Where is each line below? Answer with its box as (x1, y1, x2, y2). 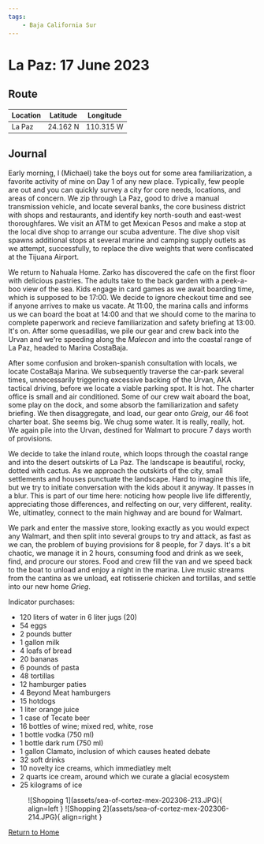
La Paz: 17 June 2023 (8, 56, 150, 74)
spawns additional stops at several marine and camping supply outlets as (8, 235, 247, 245)
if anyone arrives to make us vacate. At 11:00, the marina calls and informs (8, 301, 249, 310)
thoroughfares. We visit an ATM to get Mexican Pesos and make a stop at (8, 218, 247, 228)
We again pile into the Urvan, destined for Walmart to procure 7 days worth (8, 425, 252, 434)
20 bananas (19, 654, 59, 663)
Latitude (49, 111, 77, 120)
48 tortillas (19, 671, 55, 681)
